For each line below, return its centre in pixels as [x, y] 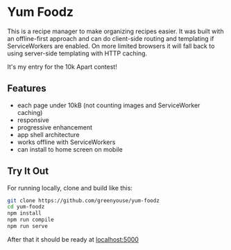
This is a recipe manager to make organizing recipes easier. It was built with [115, 31]
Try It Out [28, 171]
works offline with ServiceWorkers [66, 142]
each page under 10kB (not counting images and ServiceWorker [109, 105]
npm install [24, 213]
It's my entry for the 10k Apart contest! [62, 66]
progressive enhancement [54, 127]
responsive [33, 120]
